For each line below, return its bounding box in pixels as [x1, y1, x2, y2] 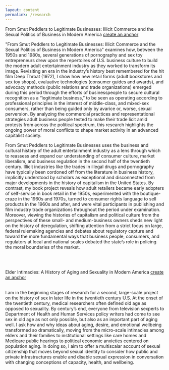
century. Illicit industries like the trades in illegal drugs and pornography [5, 164, 154, 170]
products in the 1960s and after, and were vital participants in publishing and [5, 201, 164, 207]
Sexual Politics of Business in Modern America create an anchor [5, 31, 139, 37]
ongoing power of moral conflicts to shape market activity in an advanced [5, 127, 159, 133]
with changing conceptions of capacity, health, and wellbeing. [5, 359, 135, 365]
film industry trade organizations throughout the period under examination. [5, 206, 160, 213]
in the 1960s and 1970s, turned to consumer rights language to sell [18, 195, 156, 202]
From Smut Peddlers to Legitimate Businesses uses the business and [5, 142, 149, 148]
